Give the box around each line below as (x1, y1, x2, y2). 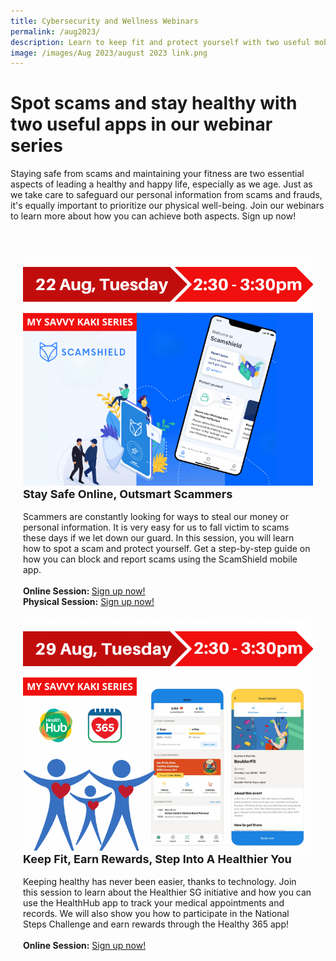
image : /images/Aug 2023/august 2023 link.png (10, 48, 208, 58)
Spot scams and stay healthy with (10, 92, 298, 115)
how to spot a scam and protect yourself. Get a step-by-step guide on (23, 543, 311, 555)
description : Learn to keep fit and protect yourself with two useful (10, 37, 311, 47)
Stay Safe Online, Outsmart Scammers (23, 487, 233, 502)
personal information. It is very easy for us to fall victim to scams (23, 521, 290, 534)
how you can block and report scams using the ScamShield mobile (23, 553, 298, 565)
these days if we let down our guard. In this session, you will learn (23, 532, 295, 544)
